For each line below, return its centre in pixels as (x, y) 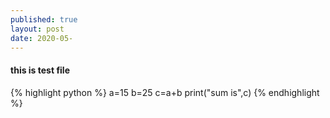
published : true (44, 19)
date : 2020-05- (42, 38)
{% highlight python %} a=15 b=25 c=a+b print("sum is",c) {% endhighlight (165, 92)
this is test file (40, 70)
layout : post (37, 29)
